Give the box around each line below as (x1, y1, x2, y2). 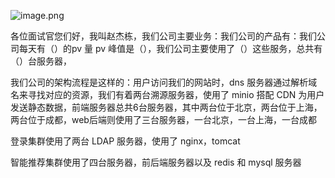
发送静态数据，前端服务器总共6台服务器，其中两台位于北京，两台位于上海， (10, 101, 323, 113)
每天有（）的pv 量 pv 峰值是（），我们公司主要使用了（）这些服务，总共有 (18, 43, 323, 54)
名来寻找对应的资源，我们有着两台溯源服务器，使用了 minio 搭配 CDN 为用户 (10, 89, 325, 100)
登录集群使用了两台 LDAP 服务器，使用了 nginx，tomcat (10, 135, 241, 147)
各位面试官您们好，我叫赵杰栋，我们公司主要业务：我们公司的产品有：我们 (10, 30, 317, 42)
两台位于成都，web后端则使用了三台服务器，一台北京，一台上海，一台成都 (10, 114, 317, 125)
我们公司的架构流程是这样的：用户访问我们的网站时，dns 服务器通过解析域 (10, 76, 318, 88)
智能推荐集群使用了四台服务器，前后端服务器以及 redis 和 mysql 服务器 (10, 156, 302, 168)
